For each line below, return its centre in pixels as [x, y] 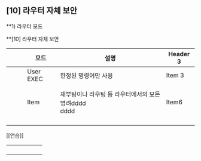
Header [179, 54]
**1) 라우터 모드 [25, 26]
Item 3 [175, 75]
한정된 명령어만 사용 [87, 75]
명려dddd [73, 103]
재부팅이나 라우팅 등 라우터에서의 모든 [110, 94]
